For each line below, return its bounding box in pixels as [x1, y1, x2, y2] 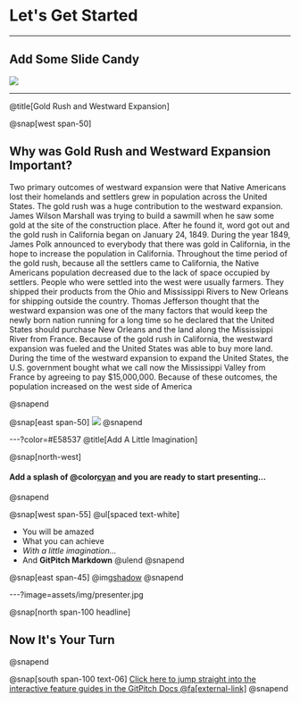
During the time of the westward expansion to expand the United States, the [9, 352, 289, 363]
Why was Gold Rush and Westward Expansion [9, 144, 271, 159]
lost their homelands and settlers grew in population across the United [9, 191, 268, 202]
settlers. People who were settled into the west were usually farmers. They [9, 276, 284, 287]
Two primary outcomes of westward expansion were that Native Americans [9, 181, 287, 192]
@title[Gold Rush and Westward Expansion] [9, 100, 170, 112]
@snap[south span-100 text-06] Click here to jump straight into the [9, 674, 256, 684]
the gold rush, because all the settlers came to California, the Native [9, 257, 260, 268]
